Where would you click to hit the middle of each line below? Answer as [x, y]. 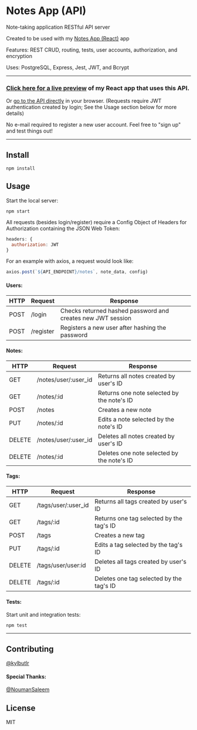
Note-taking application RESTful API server [58, 27]
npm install [21, 168]
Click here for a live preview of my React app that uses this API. [98, 88]
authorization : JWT [35, 245]
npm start [18, 211]
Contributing [30, 649]
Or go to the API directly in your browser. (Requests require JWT [84, 101]
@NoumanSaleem [28, 690]
